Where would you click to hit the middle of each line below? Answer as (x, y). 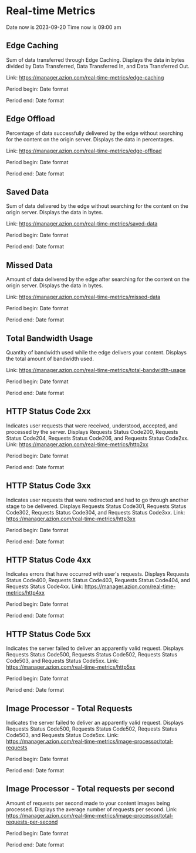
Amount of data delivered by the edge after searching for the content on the (98, 279)
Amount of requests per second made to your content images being (88, 803)
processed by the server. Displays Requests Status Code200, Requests (92, 432)
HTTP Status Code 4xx (49, 560)
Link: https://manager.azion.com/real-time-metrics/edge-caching (85, 77)
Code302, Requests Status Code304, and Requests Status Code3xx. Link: (96, 512)
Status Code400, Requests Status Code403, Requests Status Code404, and (98, 580)
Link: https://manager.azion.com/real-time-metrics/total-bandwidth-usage (96, 370)
